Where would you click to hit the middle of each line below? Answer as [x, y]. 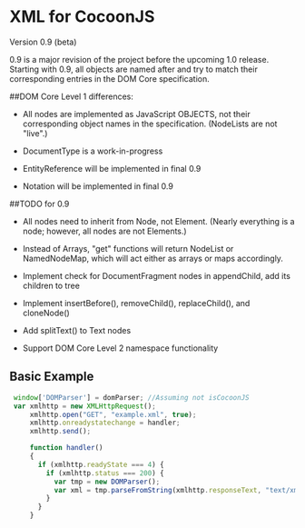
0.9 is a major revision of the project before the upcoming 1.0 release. [139, 59]
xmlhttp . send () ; [60, 432]
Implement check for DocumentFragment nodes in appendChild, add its [156, 275]
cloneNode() [46, 313]
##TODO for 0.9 [39, 204]
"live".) [35, 133]
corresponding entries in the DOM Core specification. [110, 78]
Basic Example [52, 377]
